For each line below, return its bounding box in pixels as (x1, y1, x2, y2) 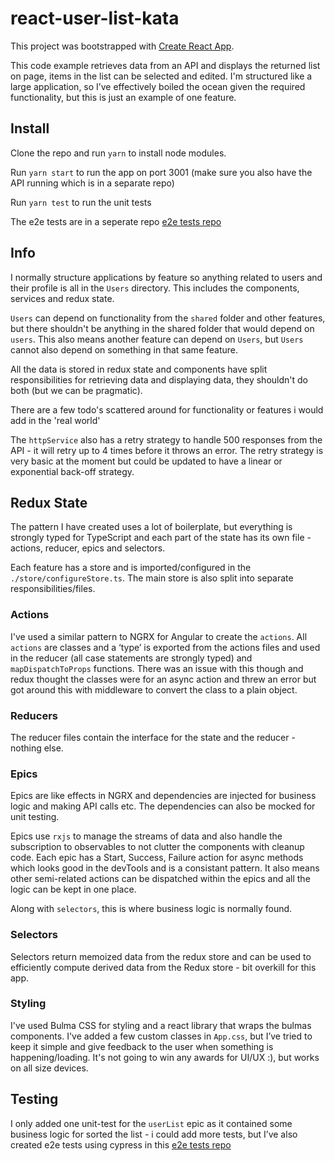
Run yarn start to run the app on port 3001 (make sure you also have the (10, 166, 313, 178)
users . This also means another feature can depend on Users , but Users (10, 333, 304, 345)
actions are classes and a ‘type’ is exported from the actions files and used (10, 641, 321, 653)
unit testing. (10, 811, 60, 823)
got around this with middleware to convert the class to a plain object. (10, 683, 298, 696)
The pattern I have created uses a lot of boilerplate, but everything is (10, 521, 293, 533)
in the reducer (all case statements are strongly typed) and (10, 652, 253, 664)
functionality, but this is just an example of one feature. (10, 91, 237, 103)
